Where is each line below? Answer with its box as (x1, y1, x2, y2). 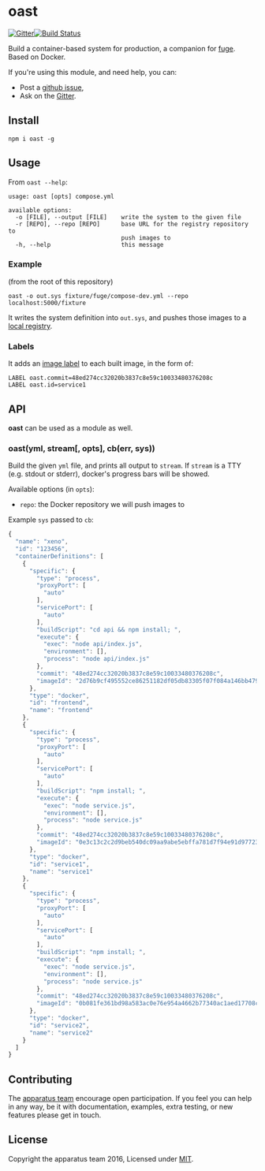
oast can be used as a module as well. (8, 423, 133, 432)
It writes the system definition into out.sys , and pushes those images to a (8, 312, 247, 322)
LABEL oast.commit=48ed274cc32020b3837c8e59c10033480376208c (8, 374, 214, 382)
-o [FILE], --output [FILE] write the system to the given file (15, 213, 242, 221)
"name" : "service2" (28, 1028, 93, 1037)
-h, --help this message (15, 241, 164, 248)
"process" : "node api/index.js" (43, 655, 150, 663)
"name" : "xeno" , (15, 538, 69, 546)
